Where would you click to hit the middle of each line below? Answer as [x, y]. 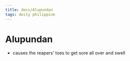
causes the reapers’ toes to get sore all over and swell [69, 53]
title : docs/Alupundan [29, 10]
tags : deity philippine [30, 14]
